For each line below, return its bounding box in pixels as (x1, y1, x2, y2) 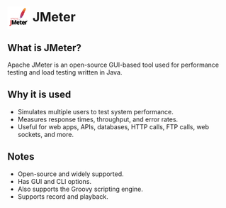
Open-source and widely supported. (17, 170, 124, 178)
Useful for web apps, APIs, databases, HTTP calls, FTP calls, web (17, 122, 210, 131)
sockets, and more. (17, 130, 74, 138)
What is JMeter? (7, 42, 81, 54)
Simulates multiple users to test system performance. (17, 107, 174, 116)
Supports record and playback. (17, 192, 108, 201)
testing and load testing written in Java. (7, 68, 123, 77)
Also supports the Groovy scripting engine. (17, 185, 144, 193)
